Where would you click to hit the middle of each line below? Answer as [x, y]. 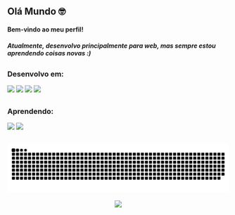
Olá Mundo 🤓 [37, 12]
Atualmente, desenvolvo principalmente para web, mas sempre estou [112, 46]
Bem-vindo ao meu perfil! [45, 29]
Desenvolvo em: [36, 74]
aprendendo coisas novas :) [49, 53]
